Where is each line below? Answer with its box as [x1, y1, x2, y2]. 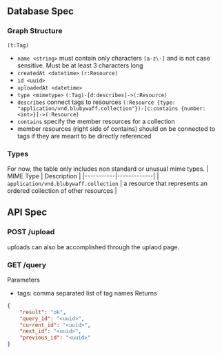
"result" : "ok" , [19, 309, 67, 315]
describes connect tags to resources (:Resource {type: [17, 98, 176, 106]
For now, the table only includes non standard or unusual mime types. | [7, 165, 209, 173]
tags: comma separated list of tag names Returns [17, 289, 157, 297]
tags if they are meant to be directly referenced [17, 132, 152, 140]
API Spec [7, 207, 48, 218]
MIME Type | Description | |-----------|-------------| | [7, 171, 159, 180]
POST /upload [7, 227, 55, 237]
